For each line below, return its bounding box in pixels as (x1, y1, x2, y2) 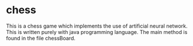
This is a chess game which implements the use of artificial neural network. (6, 22, 188, 29)
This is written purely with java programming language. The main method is (6, 28, 188, 35)
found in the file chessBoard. (6, 34, 76, 41)
